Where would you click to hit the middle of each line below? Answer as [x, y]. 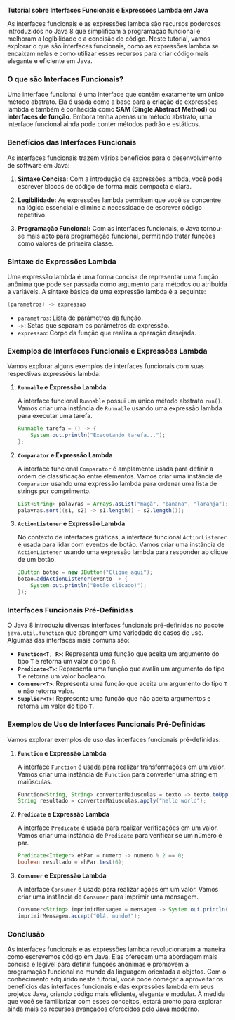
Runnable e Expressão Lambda [62, 387]
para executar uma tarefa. [55, 416]
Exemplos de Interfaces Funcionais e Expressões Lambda [107, 351]
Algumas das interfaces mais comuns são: [68, 640]
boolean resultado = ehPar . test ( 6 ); [71, 862]
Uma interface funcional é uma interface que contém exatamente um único [116, 95]
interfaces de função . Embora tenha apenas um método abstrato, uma [110, 117]
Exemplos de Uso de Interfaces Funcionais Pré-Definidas [106, 724]
